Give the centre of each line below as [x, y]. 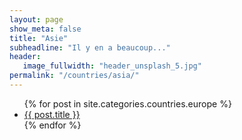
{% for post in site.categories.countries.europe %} [127, 103]
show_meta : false [45, 29]
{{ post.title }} [52, 114]
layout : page [36, 19]
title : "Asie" [39, 38]
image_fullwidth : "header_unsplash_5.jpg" [112, 66]
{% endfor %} [52, 125]
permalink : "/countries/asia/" [74, 76]
